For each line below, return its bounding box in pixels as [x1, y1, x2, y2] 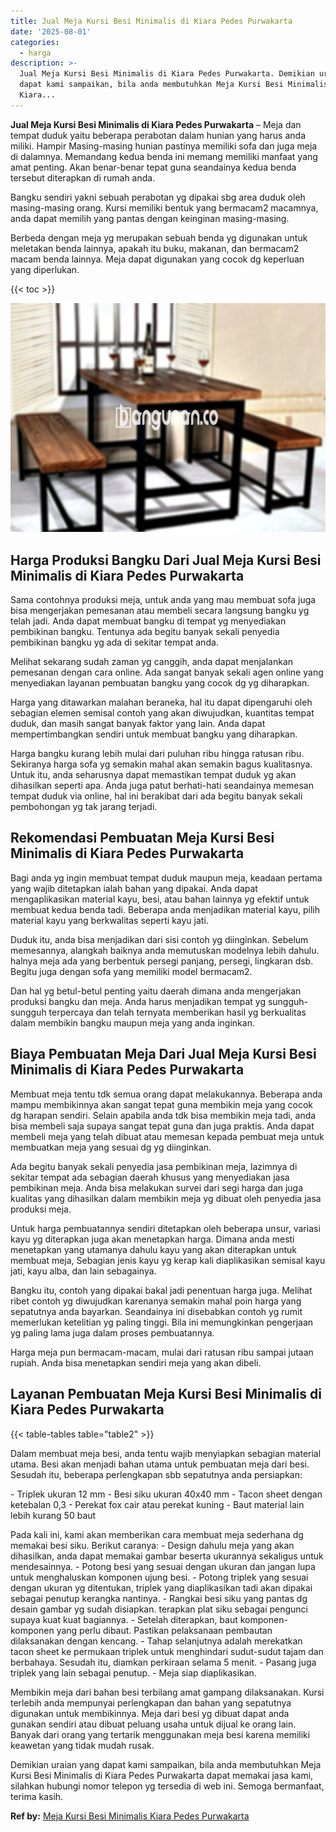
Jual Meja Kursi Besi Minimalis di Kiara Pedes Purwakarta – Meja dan [10, 118, 302, 130]
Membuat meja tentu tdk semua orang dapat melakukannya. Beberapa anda [10, 1088, 323, 1100]
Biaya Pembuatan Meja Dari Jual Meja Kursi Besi [10, 1046, 317, 1063]
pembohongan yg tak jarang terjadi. [10, 801, 158, 813]
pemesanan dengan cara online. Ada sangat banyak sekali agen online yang [10, 666, 324, 679]
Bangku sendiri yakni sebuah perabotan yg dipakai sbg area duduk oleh [10, 191, 306, 203]
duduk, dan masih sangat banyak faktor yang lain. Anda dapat [10, 718, 266, 730]
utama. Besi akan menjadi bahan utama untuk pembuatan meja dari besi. [10, 1458, 310, 1470]
